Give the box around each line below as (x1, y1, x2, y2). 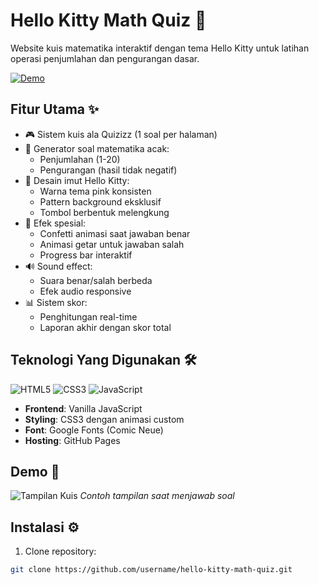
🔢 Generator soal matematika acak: (24, 142, 170, 154)
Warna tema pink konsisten (39, 185, 152, 197)
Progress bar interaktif (39, 249, 133, 261)
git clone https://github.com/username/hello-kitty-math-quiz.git (10, 565, 293, 575)
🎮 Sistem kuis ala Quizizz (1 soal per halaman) (24, 128, 218, 140)
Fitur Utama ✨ (10, 101, 100, 118)
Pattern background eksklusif (39, 195, 162, 208)
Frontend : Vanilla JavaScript (24, 402, 143, 414)
